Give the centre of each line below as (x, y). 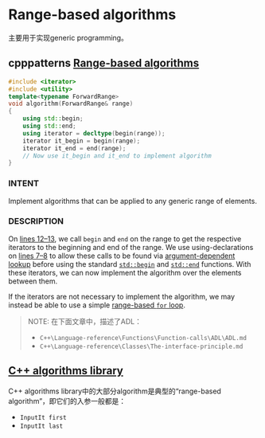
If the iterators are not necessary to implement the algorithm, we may (122, 296)
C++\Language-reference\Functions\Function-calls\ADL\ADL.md (143, 338)
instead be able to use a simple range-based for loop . (97, 305)
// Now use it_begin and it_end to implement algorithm (117, 156)
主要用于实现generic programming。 (68, 37)
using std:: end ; (50, 126)
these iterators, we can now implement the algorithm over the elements (125, 272)
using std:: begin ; (53, 119)
